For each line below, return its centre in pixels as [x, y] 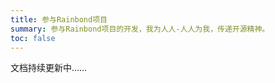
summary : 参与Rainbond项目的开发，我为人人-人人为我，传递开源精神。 [140, 29]
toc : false [33, 38]
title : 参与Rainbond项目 [59, 19]
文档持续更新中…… [49, 68]
